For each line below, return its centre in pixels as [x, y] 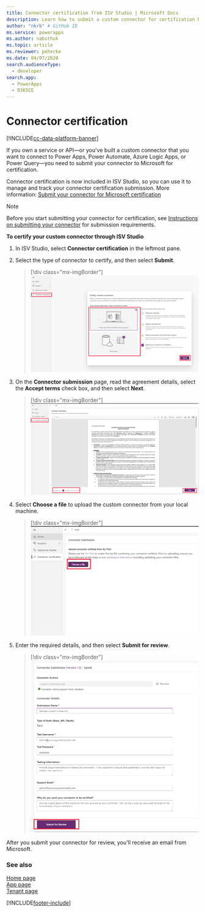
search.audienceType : [34, 64]
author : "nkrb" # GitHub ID [42, 26]
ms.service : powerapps [35, 32]
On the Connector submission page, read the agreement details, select [105, 382]
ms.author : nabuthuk [33, 39]
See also [19, 864]
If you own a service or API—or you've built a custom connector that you [98, 150]
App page [19, 884]
